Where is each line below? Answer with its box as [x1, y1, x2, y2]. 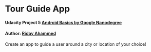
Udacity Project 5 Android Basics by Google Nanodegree [5, 19, 122, 25]
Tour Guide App [5, 3, 70, 14]
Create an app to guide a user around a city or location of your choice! [5, 41, 146, 47]
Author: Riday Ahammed [5, 30, 56, 37]
